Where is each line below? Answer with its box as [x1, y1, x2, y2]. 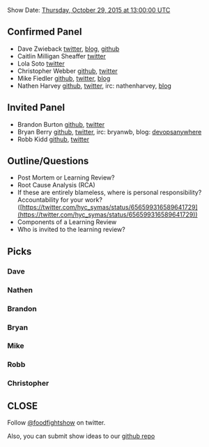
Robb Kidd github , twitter [17, 135, 89, 143]
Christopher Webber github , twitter [17, 66, 118, 75]
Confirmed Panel [7, 26, 82, 38]
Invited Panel [7, 102, 65, 113]
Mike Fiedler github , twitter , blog [17, 74, 111, 82]
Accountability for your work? [17, 196, 103, 204]
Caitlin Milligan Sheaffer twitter [17, 52, 107, 60]
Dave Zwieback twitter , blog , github [17, 45, 120, 53]
